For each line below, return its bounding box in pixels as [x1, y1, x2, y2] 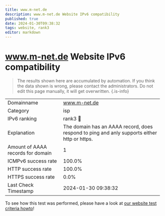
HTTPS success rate [7, 173, 55, 180]
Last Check [7, 181, 34, 188]
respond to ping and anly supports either [63, 129, 157, 136]
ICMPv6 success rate [7, 158, 57, 164]
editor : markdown [5, 30, 41, 35]
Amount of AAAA [7, 143, 47, 150]
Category [7, 107, 29, 114]
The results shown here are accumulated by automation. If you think [17, 78, 155, 83]
